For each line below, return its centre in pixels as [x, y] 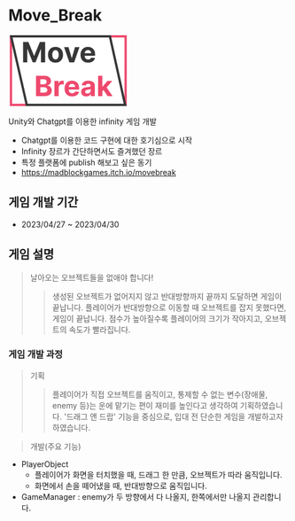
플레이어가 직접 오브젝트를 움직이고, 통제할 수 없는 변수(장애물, [160, 394]
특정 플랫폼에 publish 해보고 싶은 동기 [86, 162]
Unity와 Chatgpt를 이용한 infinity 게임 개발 [82, 121]
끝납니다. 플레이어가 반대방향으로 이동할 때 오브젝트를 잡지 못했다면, [169, 307]
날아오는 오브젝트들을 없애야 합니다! [92, 277]
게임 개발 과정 [36, 354]
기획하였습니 [261, 405]
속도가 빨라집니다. [100, 330]
